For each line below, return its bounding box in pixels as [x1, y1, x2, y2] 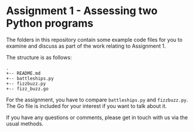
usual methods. [6, 120, 44, 127]
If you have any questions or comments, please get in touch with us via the [6, 114, 188, 121]
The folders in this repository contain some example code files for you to [6, 36, 183, 43]
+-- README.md [6, 70, 41, 76]
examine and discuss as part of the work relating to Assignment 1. [6, 42, 166, 49]
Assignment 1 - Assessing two [6, 4, 158, 18]
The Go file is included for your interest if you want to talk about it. [6, 102, 167, 110]
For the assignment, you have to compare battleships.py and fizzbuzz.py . [6, 96, 189, 103]
